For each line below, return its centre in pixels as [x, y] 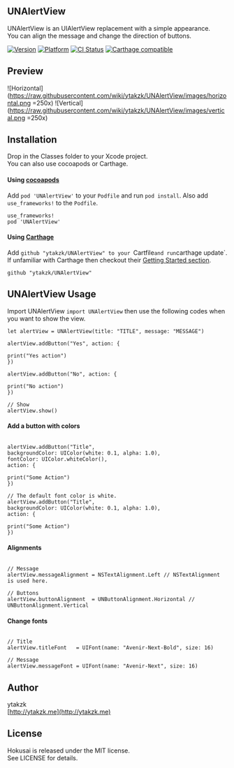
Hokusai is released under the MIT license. [69, 751]
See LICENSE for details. [43, 758]
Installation [32, 140]
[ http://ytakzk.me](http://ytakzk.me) [59, 712]
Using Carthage [31, 237]
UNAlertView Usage [52, 294]
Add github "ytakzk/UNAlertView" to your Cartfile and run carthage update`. [117, 252]
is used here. [28, 581]
